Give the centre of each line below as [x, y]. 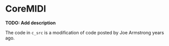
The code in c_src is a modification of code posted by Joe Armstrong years [85, 32]
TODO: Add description [31, 23]
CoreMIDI [26, 9]
